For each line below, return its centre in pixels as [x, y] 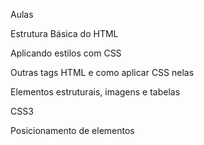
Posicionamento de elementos [72, 130]
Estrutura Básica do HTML [64, 33]
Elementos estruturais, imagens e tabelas [95, 92]
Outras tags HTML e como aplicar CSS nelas [102, 72]
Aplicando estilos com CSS [66, 53]
